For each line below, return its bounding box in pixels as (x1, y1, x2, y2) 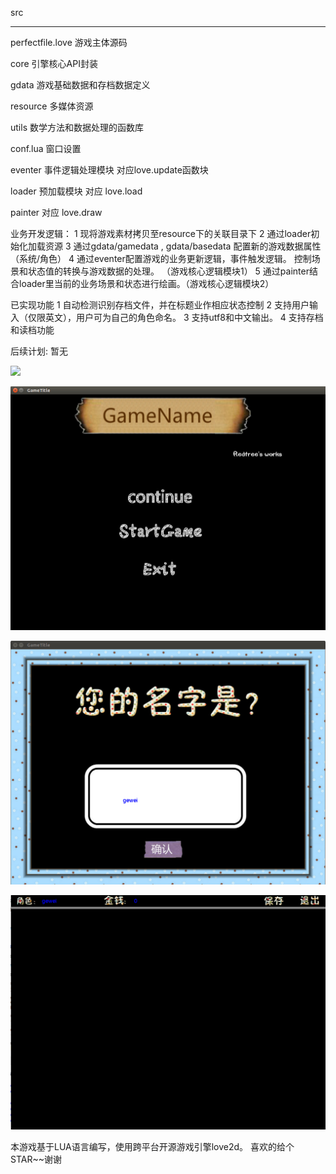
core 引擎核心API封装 (10, 58, 98, 69)
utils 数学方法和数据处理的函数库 (10, 122, 144, 133)
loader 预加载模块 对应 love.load (10, 185, 143, 197)
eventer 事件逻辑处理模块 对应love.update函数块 (10, 164, 209, 176)
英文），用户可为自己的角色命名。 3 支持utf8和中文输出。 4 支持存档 (44, 312, 324, 323)
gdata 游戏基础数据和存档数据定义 (10, 79, 151, 91)
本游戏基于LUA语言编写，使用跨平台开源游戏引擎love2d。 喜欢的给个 (10, 1140, 295, 1152)
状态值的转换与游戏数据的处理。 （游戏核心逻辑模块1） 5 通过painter (27, 265, 310, 277)
